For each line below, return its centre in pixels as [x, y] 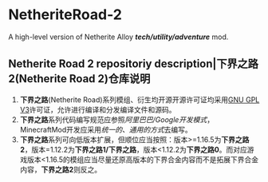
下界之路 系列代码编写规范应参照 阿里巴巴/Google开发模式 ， [117, 119]
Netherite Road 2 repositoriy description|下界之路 [134, 64]
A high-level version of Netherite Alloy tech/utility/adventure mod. [118, 37]
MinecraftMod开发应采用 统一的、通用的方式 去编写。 [106, 129]
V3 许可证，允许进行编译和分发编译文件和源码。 [98, 109]
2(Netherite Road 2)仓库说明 [79, 79]
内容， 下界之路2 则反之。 [61, 169]
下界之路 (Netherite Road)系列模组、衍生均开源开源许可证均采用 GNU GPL [140, 99]
